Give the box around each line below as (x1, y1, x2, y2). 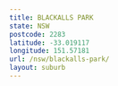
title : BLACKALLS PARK (9, 13, 94, 22)
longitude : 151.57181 (9, 47, 90, 56)
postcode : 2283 (9, 30, 66, 39)
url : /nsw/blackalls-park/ (9, 55, 110, 64)
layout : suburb (9, 64, 66, 73)
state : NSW (9, 21, 50, 30)
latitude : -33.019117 (9, 38, 90, 47)
